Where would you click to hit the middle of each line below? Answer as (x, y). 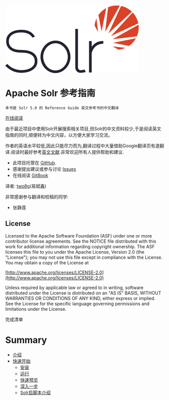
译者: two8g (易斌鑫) (26, 186)
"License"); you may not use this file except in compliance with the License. (84, 257)
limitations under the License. (36, 309)
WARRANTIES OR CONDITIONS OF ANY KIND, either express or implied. (80, 298)
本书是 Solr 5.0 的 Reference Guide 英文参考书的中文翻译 (62, 108)
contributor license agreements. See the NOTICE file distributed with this (81, 241)
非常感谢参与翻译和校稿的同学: (37, 197)
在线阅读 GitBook (30, 175)
